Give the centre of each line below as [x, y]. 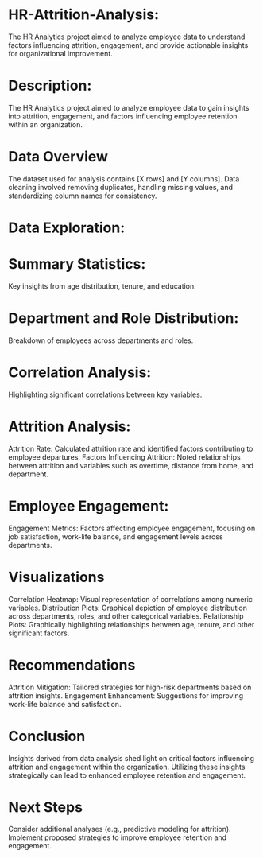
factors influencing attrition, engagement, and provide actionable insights [128, 45]
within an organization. [46, 124]
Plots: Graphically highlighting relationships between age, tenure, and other [131, 624]
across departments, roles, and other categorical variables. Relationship [126, 616]
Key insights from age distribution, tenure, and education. [102, 286]
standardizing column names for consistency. [83, 196]
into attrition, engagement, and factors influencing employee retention [123, 116]
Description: [50, 86]
